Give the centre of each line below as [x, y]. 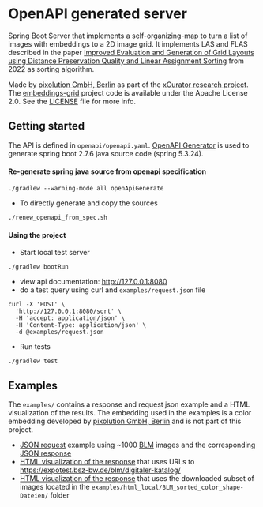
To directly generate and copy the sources [88, 203]
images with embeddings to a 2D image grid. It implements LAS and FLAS [128, 43]
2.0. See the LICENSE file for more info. [72, 101]
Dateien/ [34, 496]
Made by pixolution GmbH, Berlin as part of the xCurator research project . [128, 84]
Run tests [35, 347]
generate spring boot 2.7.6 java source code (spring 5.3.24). [106, 153]
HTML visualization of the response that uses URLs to [107, 461]
